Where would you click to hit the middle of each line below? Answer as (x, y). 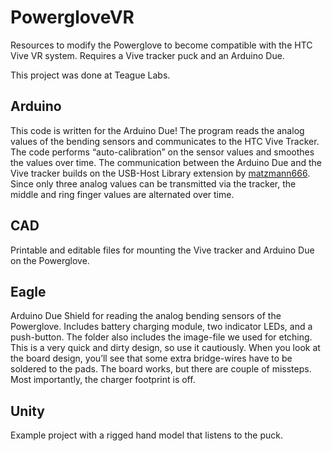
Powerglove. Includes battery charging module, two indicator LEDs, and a (161, 327)
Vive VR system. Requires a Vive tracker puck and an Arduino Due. (147, 55)
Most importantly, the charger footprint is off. (103, 380)
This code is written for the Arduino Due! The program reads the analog (157, 130)
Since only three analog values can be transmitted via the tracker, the (153, 183)
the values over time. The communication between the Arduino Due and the (166, 162)
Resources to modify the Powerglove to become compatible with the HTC (161, 45)
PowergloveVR (72, 17)
